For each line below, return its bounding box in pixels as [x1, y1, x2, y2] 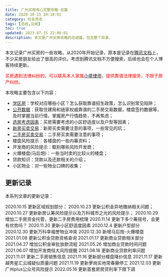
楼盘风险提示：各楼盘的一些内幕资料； [12, 137, 91, 143]
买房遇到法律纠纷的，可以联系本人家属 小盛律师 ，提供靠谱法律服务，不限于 [5, 72, 158, 78]
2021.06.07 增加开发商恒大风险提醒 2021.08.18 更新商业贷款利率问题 [5, 247, 145, 253]
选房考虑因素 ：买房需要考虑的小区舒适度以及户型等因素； [12, 118, 131, 125]
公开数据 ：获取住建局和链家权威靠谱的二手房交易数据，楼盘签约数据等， [12, 106, 161, 112]
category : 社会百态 [5, 16, 43, 21]
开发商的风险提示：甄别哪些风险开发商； [12, 143, 96, 150]
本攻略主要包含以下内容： [5, 89, 58, 95]
